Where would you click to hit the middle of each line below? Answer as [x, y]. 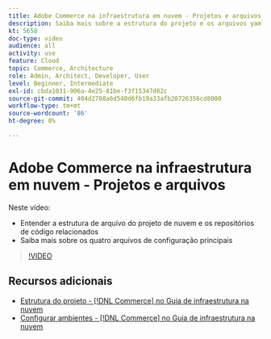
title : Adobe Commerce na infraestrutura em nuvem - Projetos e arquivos [135, 16]
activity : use [32, 53]
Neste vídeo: [29, 207]
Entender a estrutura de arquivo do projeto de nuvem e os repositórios [137, 223]
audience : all [32, 46]
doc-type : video [35, 38]
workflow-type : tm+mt [45, 106]
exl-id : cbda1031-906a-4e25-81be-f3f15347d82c [88, 91]
